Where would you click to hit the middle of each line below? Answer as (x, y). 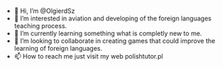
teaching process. (40, 26)
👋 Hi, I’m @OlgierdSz (45, 11)
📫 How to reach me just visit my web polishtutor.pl (88, 56)
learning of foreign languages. (58, 48)
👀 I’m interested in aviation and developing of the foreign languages (112, 18)
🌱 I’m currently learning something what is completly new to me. (108, 33)
